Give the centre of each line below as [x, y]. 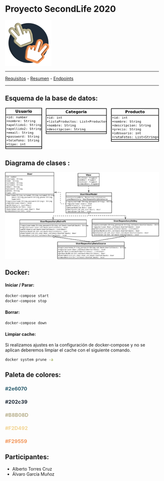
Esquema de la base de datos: [51, 98]
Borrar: [12, 312]
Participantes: [27, 457]
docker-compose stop [26, 301]
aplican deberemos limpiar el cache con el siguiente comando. [68, 350]
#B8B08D [17, 415]
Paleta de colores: [33, 375]
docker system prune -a [29, 360]
